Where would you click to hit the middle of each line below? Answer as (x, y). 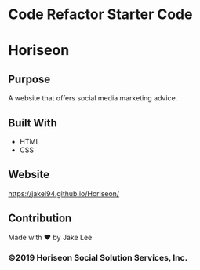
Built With (33, 123)
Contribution (40, 219)
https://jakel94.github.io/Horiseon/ (64, 193)
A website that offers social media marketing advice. (93, 98)
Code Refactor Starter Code (100, 15)
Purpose (29, 79)
